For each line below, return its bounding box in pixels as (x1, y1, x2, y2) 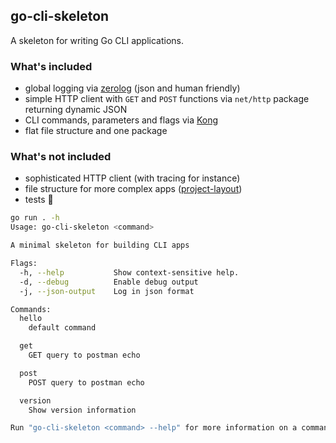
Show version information (28, 405, 137, 415)
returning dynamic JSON (24, 104, 128, 116)
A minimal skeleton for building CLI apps (10, 240, 190, 251)
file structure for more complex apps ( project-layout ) (24, 183, 243, 195)
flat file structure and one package (24, 125, 168, 137)
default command (28, 323, 97, 333)
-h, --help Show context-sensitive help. (19, 267, 240, 278)
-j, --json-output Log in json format (19, 286, 195, 296)
